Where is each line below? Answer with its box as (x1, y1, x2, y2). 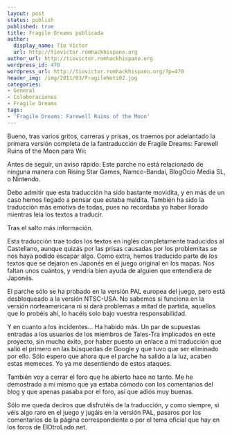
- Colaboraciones (7, 94, 57, 101)
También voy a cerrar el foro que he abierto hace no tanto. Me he (7, 373, 194, 381)
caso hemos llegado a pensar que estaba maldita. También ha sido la (7, 195, 204, 204)
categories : (7, 81, 42, 88)
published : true (7, 23, 54, 30)
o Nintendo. (7, 174, 41, 183)
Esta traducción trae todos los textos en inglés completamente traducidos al (7, 236, 224, 245)
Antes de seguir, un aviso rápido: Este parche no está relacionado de (7, 160, 204, 168)
